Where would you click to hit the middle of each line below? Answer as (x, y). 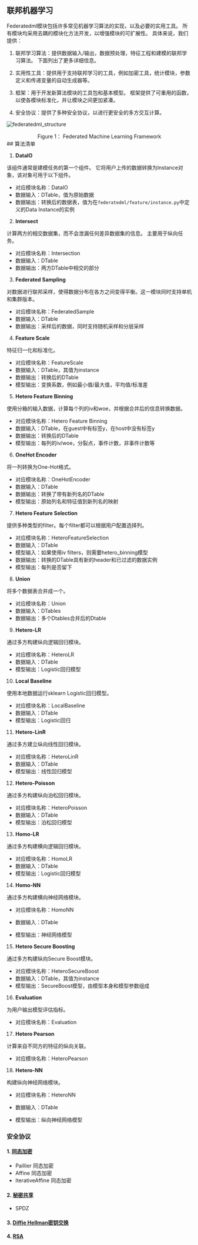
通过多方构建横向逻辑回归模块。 (45, 846)
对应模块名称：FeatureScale (49, 363)
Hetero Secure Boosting (45, 946)
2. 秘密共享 (20, 1195)
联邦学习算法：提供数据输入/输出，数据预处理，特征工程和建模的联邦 (98, 53)
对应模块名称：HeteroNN (45, 1095)
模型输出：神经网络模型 (43, 934)
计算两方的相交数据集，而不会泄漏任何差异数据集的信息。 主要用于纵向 (92, 233)
